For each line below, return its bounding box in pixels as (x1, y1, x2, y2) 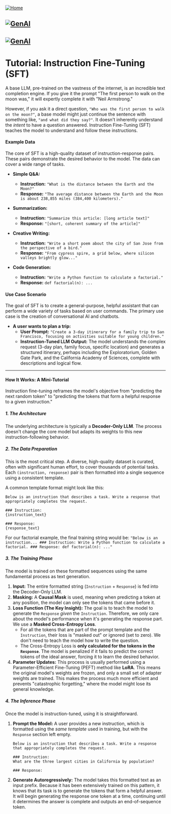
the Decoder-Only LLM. (12, 589, 63, 595)
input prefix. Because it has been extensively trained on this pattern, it (12, 782, 160, 789)
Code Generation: (12, 264, 51, 270)
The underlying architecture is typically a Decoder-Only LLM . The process (5, 423, 162, 429)
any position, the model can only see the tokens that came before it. (12, 600, 155, 606)
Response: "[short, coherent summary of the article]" (20, 220, 141, 226)
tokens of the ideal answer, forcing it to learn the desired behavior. (20, 654, 159, 660)
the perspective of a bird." (20, 245, 82, 251)
